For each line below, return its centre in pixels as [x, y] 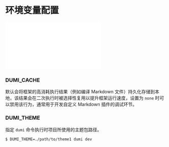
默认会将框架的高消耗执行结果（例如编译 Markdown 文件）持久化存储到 [80, 92]
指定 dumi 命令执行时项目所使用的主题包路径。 [53, 129]
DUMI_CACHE [23, 80]
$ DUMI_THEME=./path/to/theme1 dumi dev [49, 139]
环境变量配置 [32, 10]
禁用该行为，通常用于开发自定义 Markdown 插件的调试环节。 [73, 104]
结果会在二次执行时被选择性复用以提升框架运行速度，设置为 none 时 [89, 98]
